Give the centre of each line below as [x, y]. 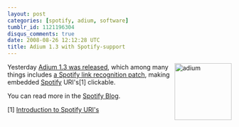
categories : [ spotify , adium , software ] [68, 21]
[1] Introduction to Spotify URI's [53, 110]
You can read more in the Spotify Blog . [64, 96]
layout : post [27, 14]
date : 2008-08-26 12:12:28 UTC [54, 40]
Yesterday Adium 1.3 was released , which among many [88, 67]
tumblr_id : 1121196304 [41, 27]
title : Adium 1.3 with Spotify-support [67, 47]
